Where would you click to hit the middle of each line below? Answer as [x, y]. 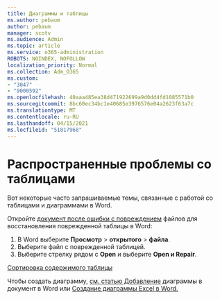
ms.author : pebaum [34, 20]
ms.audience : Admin [35, 40]
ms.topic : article [34, 46]
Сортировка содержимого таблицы [60, 268]
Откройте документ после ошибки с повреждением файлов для [102, 219]
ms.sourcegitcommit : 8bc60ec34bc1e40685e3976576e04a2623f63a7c [101, 104]
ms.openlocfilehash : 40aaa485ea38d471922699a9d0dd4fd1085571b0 [101, 98]
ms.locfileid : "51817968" [44, 130]
